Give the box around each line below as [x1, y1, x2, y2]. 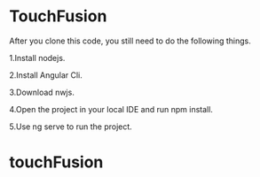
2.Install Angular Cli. [9, 69, 83, 81]
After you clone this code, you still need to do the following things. [9, 35, 251, 46]
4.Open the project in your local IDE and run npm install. [9, 104, 213, 114]
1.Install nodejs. [9, 52, 66, 63]
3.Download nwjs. [9, 87, 75, 97]
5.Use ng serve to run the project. [9, 121, 133, 132]
